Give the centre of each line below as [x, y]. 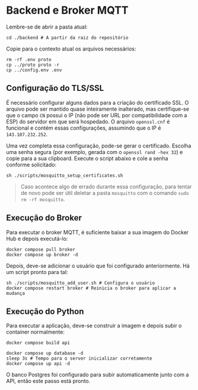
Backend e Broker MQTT [67, 10]
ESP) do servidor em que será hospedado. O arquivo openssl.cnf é [88, 121]
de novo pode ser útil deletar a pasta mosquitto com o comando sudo [105, 193]
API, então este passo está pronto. [48, 381]
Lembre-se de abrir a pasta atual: [47, 27]
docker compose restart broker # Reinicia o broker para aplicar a [91, 288]
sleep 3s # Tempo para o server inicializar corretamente [79, 358]
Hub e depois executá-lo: [37, 238]
